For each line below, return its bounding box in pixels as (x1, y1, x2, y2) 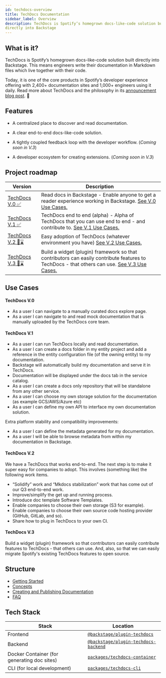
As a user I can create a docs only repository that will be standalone (12, 383, 151, 389)
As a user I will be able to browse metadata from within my (12, 434, 132, 440)
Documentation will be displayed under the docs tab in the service (12, 373, 147, 378)
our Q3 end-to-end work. (12, 487, 64, 492)
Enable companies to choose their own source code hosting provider (12, 507, 153, 513)
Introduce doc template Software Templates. (12, 497, 103, 503)
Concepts (12, 583, 33, 589)
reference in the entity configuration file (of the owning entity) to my (12, 351, 151, 358)
